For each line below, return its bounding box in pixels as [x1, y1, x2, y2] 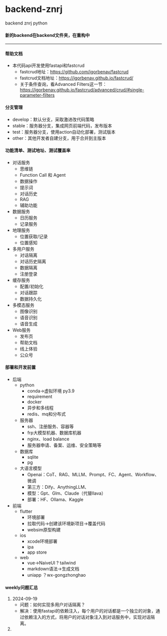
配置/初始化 [19, 283, 44, 289]
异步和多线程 [27, 404, 54, 410]
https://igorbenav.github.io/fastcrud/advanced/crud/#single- [19, 87, 145, 93]
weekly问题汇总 [5, 584, 38, 590]
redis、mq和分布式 [27, 411, 66, 417]
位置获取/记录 [19, 233, 48, 239]
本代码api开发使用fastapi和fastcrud [12, 62, 85, 68]
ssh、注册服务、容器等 [27, 423, 74, 429]
